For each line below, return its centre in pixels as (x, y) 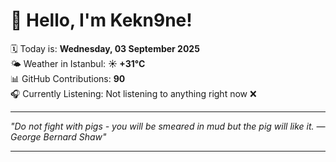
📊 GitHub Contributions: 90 (68, 78)
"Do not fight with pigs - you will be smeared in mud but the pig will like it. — (168, 126)
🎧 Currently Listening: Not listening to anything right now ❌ (133, 93)
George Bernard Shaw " (58, 136)
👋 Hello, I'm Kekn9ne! (101, 20)
